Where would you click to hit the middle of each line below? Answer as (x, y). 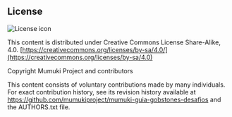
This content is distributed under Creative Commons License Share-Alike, (114, 42)
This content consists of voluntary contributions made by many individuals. (116, 85)
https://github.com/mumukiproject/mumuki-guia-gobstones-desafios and (114, 99)
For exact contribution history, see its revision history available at (102, 92)
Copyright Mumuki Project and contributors (70, 70)
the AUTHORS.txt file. (39, 107)
